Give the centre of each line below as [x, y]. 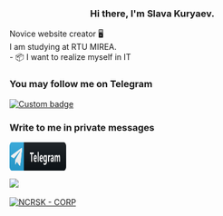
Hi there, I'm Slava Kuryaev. [152, 14]
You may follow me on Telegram [81, 84]
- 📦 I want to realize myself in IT [70, 57]
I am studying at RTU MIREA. [63, 47]
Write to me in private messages [82, 127]
